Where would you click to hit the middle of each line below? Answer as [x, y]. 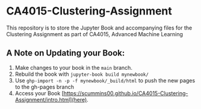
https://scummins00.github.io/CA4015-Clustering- [126, 93]
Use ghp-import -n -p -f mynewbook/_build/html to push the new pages [105, 80]
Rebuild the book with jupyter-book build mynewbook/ [82, 74]
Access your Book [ [39, 93]
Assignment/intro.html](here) [51, 99]
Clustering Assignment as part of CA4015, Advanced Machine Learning [95, 34]
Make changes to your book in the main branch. [73, 67]
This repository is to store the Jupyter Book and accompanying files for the [99, 28]
